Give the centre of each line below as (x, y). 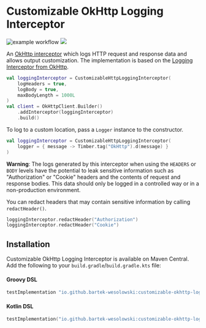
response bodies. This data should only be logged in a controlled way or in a (103, 183)
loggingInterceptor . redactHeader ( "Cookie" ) (63, 225)
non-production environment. (44, 190)
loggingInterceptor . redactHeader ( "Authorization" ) (72, 219)
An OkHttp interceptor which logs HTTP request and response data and (97, 54)
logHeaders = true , (42, 84)
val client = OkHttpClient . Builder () (55, 106)
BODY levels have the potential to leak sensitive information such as (90, 170)
